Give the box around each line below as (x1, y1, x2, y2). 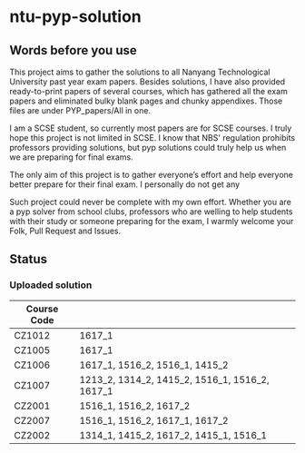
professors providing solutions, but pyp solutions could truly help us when (9, 143, 287, 153)
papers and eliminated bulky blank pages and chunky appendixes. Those (9, 95, 283, 106)
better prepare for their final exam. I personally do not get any (9, 179, 241, 190)
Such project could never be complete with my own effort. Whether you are (9, 197, 292, 207)
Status (9, 251, 48, 267)
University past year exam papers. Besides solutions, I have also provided (9, 76, 286, 87)
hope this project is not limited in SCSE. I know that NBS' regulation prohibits (9, 133, 296, 143)
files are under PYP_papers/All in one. (9, 105, 152, 115)
